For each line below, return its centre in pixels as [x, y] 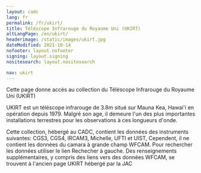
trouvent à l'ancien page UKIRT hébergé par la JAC [69, 164]
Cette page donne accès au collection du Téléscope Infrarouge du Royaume [100, 90]
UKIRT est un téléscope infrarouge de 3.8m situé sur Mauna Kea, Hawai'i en [100, 108]
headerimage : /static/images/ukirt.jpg [56, 40]
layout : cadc [22, 12]
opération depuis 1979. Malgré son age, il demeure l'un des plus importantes [101, 114]
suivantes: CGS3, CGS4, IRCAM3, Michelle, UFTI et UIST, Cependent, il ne [98, 138]
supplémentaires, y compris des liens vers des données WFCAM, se [91, 157]
